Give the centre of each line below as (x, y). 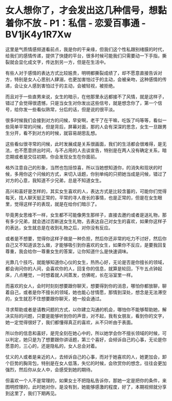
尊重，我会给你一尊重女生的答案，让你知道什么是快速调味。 (68, 251)
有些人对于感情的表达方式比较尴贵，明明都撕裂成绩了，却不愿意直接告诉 (81, 73)
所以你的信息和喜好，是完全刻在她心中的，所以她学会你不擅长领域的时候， (84, 333)
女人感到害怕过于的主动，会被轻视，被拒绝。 (70, 85)
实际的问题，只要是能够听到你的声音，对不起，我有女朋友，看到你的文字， (88, 316)
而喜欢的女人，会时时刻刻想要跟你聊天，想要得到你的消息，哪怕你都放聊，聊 (86, 286)
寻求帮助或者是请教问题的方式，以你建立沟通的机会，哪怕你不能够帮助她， (84, 309)
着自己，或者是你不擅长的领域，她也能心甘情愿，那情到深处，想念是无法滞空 (86, 292)
